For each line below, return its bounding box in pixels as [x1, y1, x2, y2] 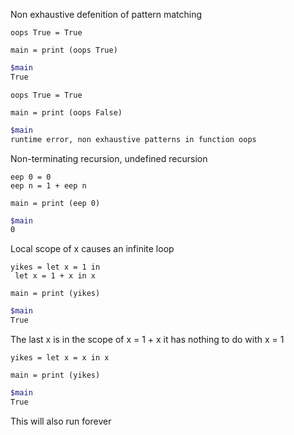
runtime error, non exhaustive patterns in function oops [10, 134, 257, 144]
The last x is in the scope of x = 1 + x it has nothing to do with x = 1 [10, 334, 285, 345]
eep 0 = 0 [10, 172, 52, 182]
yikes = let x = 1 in [10, 262, 101, 273]
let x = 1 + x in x [14, 271, 97, 281]
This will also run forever [10, 415, 112, 427]
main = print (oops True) [10, 45, 118, 55]
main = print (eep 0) [10, 198, 101, 208]
